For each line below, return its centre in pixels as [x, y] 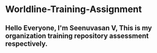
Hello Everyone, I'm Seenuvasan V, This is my [78, 28]
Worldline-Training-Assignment [73, 9]
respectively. [27, 44]
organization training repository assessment [77, 36]
